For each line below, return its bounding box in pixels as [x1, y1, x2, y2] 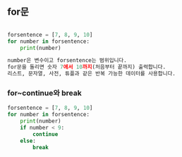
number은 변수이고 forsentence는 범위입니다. [7, 57, 127, 64]
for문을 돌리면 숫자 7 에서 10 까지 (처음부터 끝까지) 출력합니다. [7, 63, 166, 71]
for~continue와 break [7, 88, 83, 98]
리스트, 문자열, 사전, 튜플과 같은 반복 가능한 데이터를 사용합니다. [7, 70, 176, 77]
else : [20, 137, 37, 144]
